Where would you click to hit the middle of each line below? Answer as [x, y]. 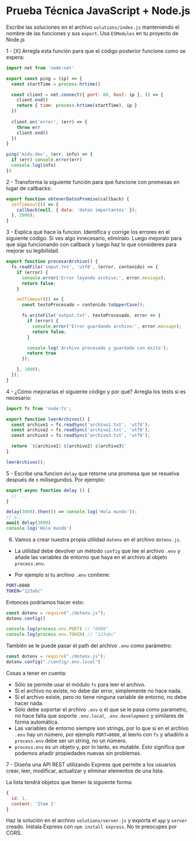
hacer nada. [29, 703]
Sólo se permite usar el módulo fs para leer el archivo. [80, 684]
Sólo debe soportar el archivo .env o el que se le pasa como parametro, [101, 709]
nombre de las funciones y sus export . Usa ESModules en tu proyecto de [92, 33]
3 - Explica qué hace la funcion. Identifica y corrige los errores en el [88, 232]
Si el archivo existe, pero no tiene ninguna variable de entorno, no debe [101, 697]
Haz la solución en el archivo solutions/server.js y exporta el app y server [97, 820]
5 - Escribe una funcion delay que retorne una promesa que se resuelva [93, 473]
